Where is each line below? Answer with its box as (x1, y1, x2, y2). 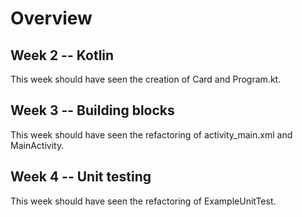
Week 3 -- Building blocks (10, 102, 175, 119)
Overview (10, 7, 93, 30)
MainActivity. (10, 139, 65, 151)
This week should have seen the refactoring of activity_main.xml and (10, 128, 293, 141)
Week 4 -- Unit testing (10, 168, 152, 186)
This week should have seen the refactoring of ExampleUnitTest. (10, 195, 277, 207)
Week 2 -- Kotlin (10, 47, 115, 64)
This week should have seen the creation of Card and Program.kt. (10, 73, 282, 85)
